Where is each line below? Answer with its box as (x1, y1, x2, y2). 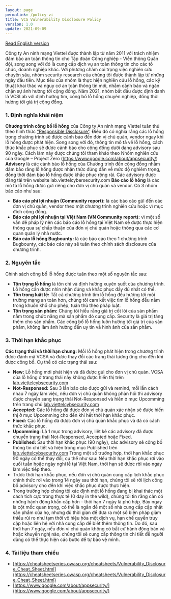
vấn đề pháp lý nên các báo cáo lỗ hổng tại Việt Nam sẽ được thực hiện (12, 219, 163, 225)
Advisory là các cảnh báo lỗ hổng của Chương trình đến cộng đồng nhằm (5, 161, 160, 167)
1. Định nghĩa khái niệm (5, 111, 64, 119)
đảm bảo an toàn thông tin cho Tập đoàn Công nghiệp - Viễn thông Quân (5, 55, 159, 62)
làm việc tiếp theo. (12, 466, 52, 472)
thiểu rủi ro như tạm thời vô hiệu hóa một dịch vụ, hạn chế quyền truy (12, 515, 158, 521)
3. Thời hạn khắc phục (5, 336, 62, 344)
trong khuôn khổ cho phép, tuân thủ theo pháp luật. (12, 302, 121, 308)
